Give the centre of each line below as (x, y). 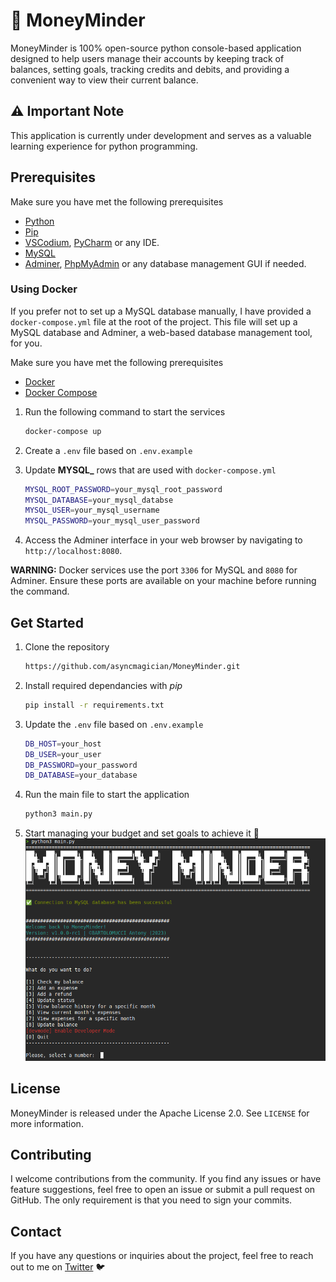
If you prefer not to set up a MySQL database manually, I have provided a (161, 311)
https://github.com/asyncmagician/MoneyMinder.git (132, 667)
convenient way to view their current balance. (104, 80)
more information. (47, 1123)
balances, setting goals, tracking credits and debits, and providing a (150, 69)
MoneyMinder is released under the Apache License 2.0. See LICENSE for (160, 1113)
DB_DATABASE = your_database (81, 775)
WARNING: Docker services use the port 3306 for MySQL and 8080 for (154, 570)
